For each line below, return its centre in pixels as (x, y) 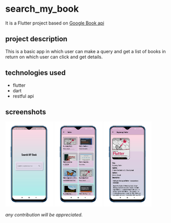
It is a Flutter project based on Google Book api (55, 23)
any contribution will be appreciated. (44, 215)
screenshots (26, 112)
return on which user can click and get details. (54, 57)
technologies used (35, 73)
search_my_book (42, 9)
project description (36, 39)
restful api (23, 96)
